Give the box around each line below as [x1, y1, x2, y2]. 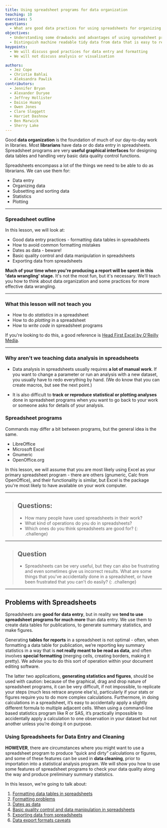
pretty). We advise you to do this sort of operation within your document [5, 658, 153, 664]
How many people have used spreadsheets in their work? [24, 515, 143, 521]
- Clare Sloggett [9, 109, 46, 114]
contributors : [5, 81, 35, 86]
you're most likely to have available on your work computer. [5, 482, 127, 488]
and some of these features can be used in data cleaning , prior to [5, 755, 141, 761]
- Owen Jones [9, 104, 37, 110]
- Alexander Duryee [9, 90, 50, 95]
